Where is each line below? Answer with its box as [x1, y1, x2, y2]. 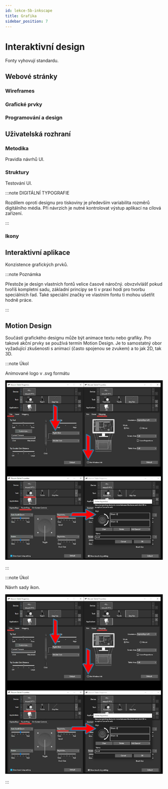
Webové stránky [5, 72, 57, 80]
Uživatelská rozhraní [5, 130, 71, 138]
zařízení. [5, 210, 23, 216]
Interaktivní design [5, 41, 85, 52]
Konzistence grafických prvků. [5, 261, 68, 268]
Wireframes [5, 87, 35, 94]
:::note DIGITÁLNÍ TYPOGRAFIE [5, 190, 70, 196]
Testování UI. [5, 180, 32, 186]
